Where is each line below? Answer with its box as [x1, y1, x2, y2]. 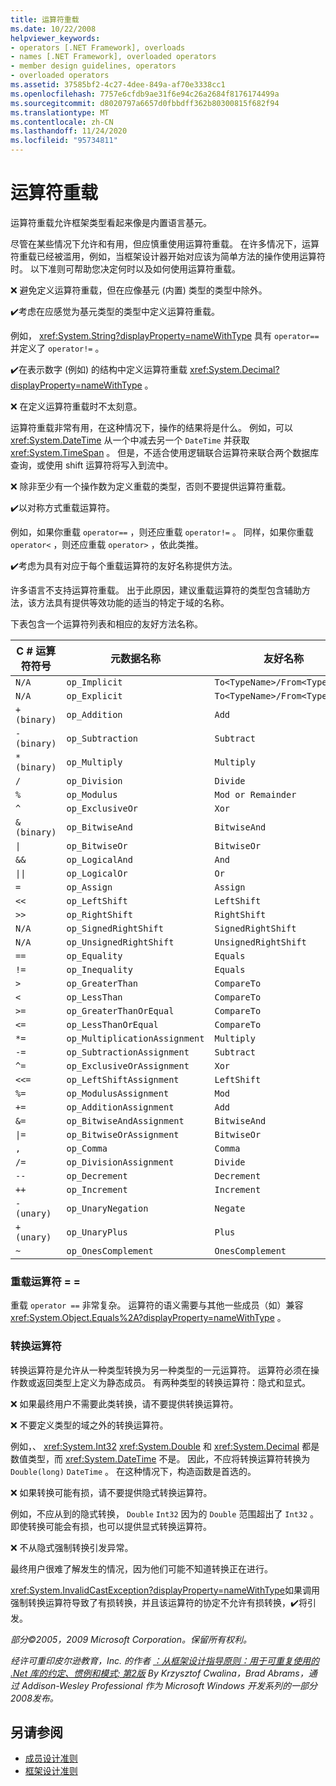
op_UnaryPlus [66, 1226, 128, 1238]
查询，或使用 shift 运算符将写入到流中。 [10, 459, 174, 471]
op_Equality [66, 950, 123, 961]
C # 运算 [16, 644, 57, 658]
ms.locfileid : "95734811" [10, 136, 118, 146]
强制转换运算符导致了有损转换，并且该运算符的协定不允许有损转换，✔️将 [10, 1596, 308, 1608]
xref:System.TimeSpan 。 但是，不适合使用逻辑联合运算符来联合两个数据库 [10, 446, 320, 458]
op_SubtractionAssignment [66, 1046, 190, 1058]
